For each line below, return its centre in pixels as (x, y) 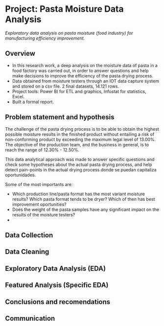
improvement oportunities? (39, 204)
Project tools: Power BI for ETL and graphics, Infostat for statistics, (79, 91)
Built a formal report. (33, 102)
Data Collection (29, 235)
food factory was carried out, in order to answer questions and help (80, 70)
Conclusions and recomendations (58, 302)
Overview (20, 54)
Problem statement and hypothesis (60, 117)
